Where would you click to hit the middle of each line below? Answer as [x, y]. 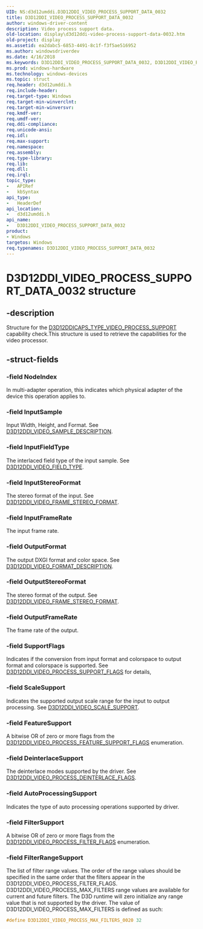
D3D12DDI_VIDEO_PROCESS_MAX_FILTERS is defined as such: [85, 909]
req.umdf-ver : [24, 119]
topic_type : [21, 181]
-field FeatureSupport [39, 723]
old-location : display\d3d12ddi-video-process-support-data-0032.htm [96, 34]
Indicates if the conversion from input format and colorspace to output [94, 659]
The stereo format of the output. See [52, 595]
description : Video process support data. [60, 29]
